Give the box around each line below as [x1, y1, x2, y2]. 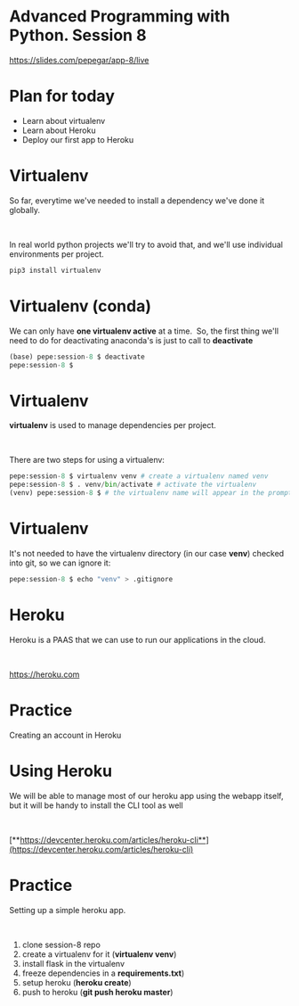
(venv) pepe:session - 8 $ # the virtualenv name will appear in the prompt [9, 489, 293, 498]
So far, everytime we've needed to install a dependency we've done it [9, 194, 265, 206]
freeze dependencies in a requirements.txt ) [21, 968, 185, 978]
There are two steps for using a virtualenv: [9, 455, 165, 466]
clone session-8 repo [21, 939, 101, 950]
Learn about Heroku [21, 125, 96, 136]
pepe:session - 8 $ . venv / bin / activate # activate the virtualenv [9, 480, 256, 490]
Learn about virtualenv [21, 115, 106, 126]
